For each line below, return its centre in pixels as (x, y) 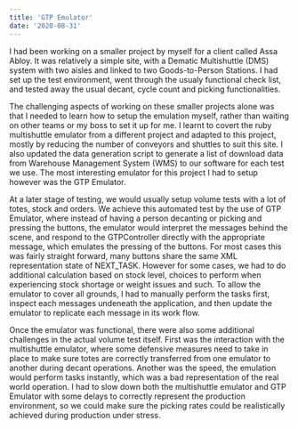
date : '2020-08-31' (45, 26)
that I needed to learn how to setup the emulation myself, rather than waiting (149, 116)
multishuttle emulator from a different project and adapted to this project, (143, 134)
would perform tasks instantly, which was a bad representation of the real (144, 377)
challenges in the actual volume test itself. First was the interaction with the (147, 339)
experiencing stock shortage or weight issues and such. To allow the (135, 284)
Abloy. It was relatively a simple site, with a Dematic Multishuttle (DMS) (139, 61)
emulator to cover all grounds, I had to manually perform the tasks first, (140, 294)
